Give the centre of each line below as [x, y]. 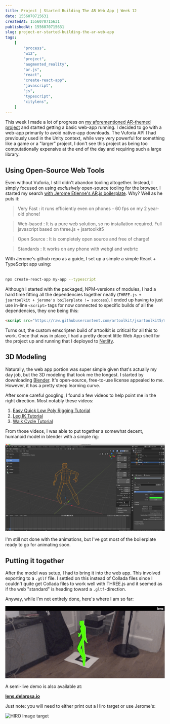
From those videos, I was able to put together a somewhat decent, [74, 431]
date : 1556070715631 [27, 16]
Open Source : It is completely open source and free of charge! [83, 239]
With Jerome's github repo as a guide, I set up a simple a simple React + [81, 259]
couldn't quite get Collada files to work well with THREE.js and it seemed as [84, 584]
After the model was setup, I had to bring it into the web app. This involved [83, 573]
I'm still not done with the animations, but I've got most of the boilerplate [81, 539]
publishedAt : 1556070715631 [35, 27]
